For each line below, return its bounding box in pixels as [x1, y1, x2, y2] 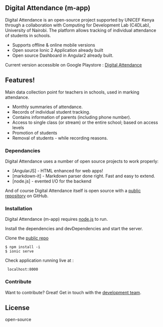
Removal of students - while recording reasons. [12, 135, 108, 141]
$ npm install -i [5, 245, 41, 250]
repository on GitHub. [5, 193, 49, 199]
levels [12, 124, 24, 130]
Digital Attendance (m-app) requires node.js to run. [5, 216, 108, 222]
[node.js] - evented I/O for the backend [12, 178, 92, 184]
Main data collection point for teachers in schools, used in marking [5, 89, 140, 95]
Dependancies [5, 147, 41, 154]
